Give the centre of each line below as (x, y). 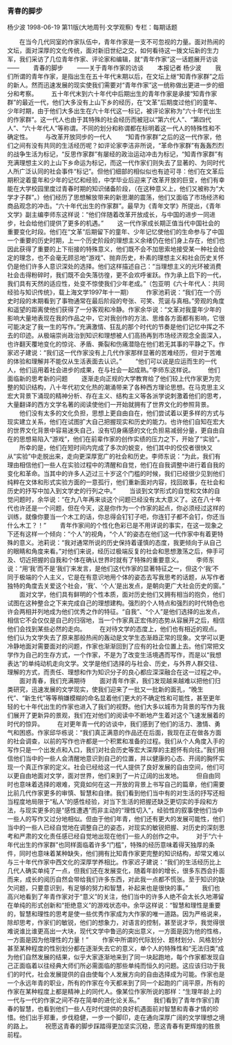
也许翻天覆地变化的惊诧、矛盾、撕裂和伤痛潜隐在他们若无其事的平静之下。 (113, 344)
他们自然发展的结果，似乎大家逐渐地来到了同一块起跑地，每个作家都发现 (116, 957)
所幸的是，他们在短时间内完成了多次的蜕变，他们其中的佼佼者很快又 (116, 448)
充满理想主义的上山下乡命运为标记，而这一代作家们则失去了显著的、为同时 (113, 163)
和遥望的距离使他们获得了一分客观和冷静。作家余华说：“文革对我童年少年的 (115, 309)
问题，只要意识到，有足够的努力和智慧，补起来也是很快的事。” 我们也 (117, 888)
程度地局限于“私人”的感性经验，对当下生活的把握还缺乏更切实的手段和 (113, 802)
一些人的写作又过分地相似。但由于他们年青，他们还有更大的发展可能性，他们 (116, 819)
